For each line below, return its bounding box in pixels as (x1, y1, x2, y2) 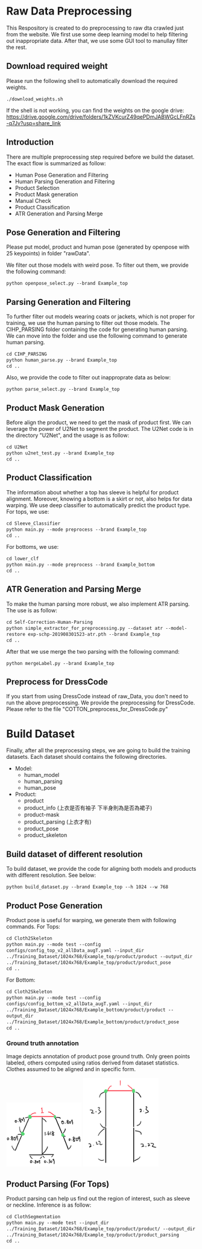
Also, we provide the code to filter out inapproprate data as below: (6, 374, 171, 381)
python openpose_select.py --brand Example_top (6, 280, 128, 287)
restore (6, 631, 26, 637)
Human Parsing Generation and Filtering (14, 177, 115, 185)
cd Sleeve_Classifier (6, 520, 61, 526)
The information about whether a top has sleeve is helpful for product (6, 488, 179, 496)
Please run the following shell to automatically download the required (6, 77, 178, 84)
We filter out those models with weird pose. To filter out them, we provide (6, 261, 189, 269)
